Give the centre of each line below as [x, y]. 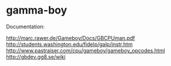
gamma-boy [37, 10]
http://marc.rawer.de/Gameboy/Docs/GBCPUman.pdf [71, 38]
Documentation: [26, 27]
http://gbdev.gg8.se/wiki [36, 57]
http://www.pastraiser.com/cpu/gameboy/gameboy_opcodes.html [86, 50]
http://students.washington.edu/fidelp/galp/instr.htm [70, 44]
